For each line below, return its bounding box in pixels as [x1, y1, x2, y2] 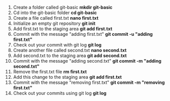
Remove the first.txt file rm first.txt [13, 69, 87, 75]
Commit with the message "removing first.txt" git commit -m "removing [13, 79, 165, 85]
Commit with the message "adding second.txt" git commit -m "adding [13, 58, 162, 64]
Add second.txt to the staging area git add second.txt [13, 53, 127, 59]
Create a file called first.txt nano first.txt [13, 15, 99, 21]
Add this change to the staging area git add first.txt [13, 74, 122, 80]
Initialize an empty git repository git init [13, 20, 96, 26]
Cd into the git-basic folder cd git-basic [13, 10, 97, 16]
